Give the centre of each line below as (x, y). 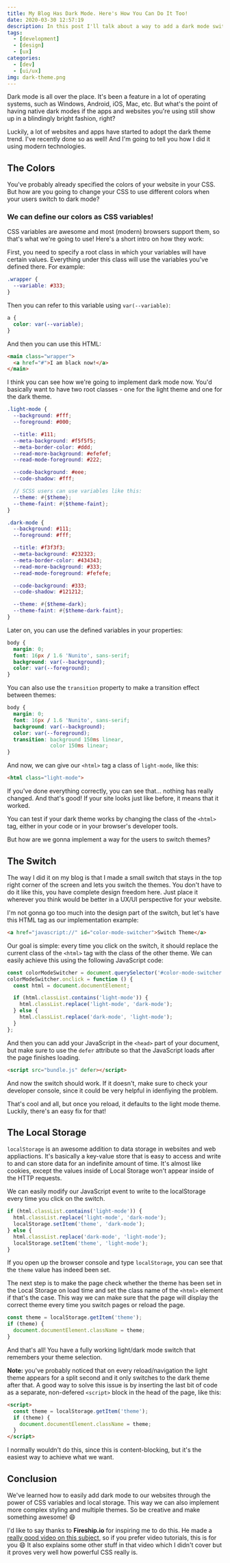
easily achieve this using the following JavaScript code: (85, 960)
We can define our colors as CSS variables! (80, 217)
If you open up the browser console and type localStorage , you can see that (115, 1263)
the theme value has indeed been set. (59, 1270)
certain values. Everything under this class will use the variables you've (108, 260)
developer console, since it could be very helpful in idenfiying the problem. (113, 1090)
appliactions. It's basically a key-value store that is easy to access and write (114, 1156)
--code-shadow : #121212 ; (49, 592)
